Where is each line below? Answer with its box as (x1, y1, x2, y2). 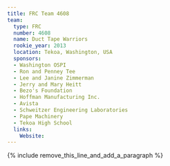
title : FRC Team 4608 (7, 10, 70, 17)
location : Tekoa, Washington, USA (13, 49, 113, 56)
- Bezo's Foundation (13, 87, 73, 94)
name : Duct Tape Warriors (13, 36, 88, 43)
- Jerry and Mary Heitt (13, 81, 82, 88)
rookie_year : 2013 (13, 42, 67, 49)
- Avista (13, 100, 39, 107)
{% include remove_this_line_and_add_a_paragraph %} (7, 151, 164, 160)
